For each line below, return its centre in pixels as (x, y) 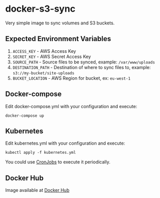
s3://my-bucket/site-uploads (43, 73)
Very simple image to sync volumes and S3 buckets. (60, 23)
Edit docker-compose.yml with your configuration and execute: (71, 106)
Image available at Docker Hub (37, 190)
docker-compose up (25, 115)
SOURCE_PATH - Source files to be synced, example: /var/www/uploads (84, 62)
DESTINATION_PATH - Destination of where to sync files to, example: (82, 67)
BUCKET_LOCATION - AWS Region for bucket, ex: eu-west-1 (71, 78)
